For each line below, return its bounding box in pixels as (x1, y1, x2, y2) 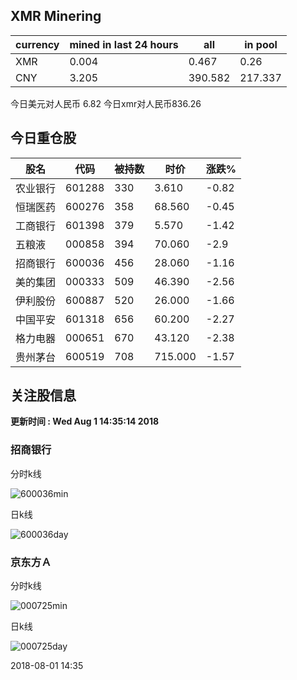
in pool (244, 37, 278, 51)
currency (15, 37, 60, 51)
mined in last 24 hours (69, 37, 179, 51)
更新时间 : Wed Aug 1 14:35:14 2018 (10, 415, 160, 428)
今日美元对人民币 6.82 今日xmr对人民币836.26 (10, 97, 202, 109)
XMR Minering (10, 8, 102, 25)
